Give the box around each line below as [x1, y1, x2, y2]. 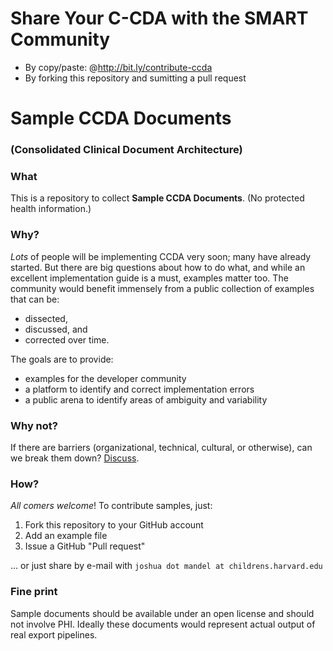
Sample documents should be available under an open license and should [10, 607, 315, 619]
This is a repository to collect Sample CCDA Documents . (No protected [10, 192, 305, 204]
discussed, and [24, 323, 88, 335]
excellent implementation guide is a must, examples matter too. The [10, 272, 289, 284]
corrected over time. [24, 333, 110, 346]
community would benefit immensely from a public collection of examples [10, 282, 315, 294]
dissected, [24, 312, 68, 324]
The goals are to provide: [10, 353, 114, 365]
